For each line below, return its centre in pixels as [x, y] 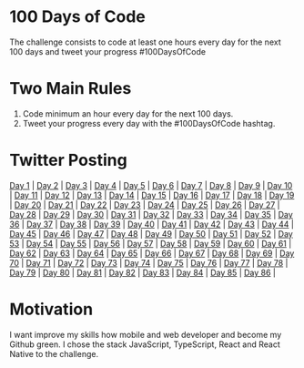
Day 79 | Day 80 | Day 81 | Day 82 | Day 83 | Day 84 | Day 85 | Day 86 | [142, 272]
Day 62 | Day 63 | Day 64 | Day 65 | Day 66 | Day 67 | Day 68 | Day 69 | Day [152, 253]
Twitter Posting [68, 160]
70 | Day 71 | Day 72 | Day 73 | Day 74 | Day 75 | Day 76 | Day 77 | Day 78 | [149, 262]
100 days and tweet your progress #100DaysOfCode [108, 51]
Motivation [51, 309]
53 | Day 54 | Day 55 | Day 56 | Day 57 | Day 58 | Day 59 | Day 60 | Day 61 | [151, 243]
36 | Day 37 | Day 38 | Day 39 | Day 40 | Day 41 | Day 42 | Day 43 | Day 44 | [152, 224]
